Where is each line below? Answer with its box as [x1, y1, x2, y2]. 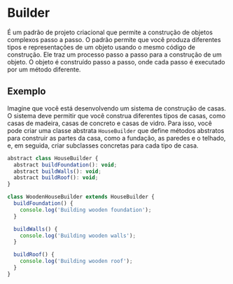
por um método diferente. [7, 65, 81, 73]
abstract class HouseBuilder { [7, 155, 99, 162]
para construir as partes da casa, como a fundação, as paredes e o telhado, [7, 134, 226, 142]
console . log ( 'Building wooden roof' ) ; [20, 257, 133, 265]
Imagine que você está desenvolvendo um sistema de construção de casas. [7, 104, 226, 113]
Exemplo [7, 85, 46, 97]
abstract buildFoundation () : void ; [13, 161, 118, 169]
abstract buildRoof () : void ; [13, 174, 99, 181]
